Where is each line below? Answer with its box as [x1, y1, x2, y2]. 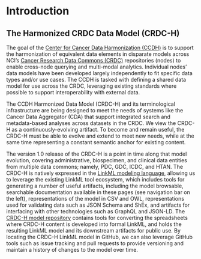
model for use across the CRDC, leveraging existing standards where [6, 82, 177, 90]
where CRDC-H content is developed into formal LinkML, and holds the [6, 221, 182, 228]
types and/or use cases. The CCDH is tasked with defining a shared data [6, 76, 187, 83]
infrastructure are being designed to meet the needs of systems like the [6, 107, 184, 114]
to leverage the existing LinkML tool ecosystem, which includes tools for [6, 176, 185, 183]
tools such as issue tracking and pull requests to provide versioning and [6, 240, 184, 247]
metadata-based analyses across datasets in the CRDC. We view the [6, 120, 176, 127]
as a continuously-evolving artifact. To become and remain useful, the [11, 126, 185, 133]
